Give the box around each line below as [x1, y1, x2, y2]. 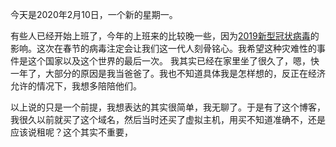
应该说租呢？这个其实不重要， [10, 126, 133, 138]
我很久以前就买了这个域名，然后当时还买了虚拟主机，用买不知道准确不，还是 [10, 114, 326, 125]
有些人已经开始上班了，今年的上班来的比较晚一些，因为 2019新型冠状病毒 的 [10, 30, 320, 42]
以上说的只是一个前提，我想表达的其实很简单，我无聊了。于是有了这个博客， [10, 101, 326, 113]
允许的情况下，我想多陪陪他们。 [10, 80, 142, 92]
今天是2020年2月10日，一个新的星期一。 [10, 9, 178, 20]
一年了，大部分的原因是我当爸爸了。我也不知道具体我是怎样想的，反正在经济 [10, 68, 326, 79]
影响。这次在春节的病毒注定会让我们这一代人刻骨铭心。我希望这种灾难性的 [10, 43, 317, 54]
